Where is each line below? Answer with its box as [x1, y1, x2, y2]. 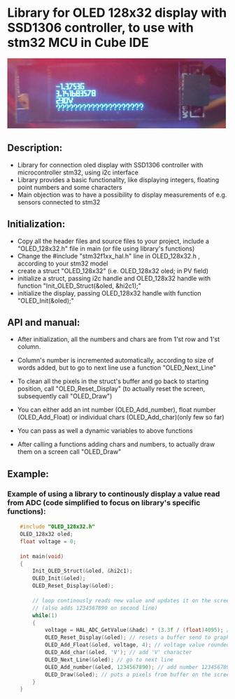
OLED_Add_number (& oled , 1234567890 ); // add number [44, 663, 199, 670]
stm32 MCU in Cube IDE [7, 35, 149, 50]
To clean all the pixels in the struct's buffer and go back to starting [17, 377, 209, 386]
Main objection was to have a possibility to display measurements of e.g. [17, 191, 227, 199]
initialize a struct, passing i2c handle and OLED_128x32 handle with [17, 274, 211, 282]
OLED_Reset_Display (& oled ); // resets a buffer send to [44, 634, 211, 642]
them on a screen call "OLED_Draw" [17, 448, 122, 456]
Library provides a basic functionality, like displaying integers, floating [17, 175, 220, 184]
